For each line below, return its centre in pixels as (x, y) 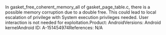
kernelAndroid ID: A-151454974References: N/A (54, 28)
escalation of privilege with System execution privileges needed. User (77, 17)
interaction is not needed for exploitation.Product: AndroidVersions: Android (83, 22)
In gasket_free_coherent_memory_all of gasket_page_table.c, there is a (78, 7)
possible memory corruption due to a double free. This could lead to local (81, 12)
